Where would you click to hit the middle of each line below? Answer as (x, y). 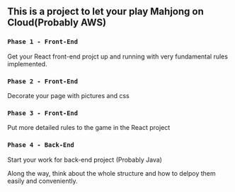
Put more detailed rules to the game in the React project (89, 128)
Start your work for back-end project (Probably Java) (85, 160)
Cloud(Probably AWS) (57, 23)
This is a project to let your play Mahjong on (105, 12)
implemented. (27, 64)
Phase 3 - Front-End (43, 113)
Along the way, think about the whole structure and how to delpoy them (111, 173)
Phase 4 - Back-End (41, 145)
